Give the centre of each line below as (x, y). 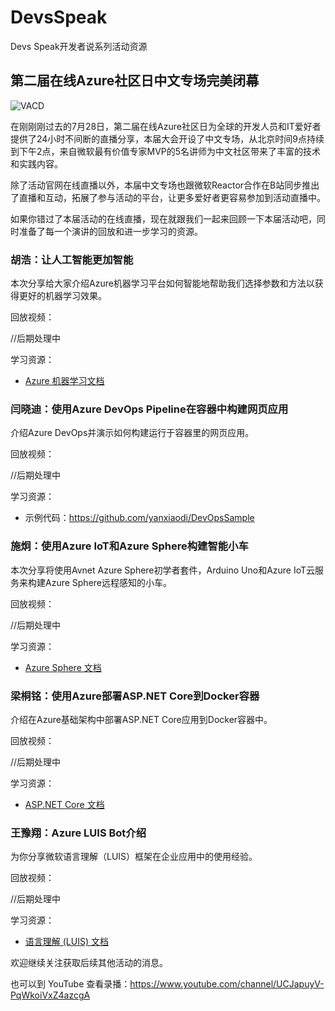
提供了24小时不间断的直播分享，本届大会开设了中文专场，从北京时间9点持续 (167, 138)
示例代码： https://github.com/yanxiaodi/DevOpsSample (139, 518)
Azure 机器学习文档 (64, 381)
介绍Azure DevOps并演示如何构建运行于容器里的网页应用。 (132, 433)
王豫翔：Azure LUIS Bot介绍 (78, 833)
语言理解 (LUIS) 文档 (66, 942)
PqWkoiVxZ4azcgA (50, 995)
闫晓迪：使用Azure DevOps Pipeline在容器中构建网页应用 (149, 409)
